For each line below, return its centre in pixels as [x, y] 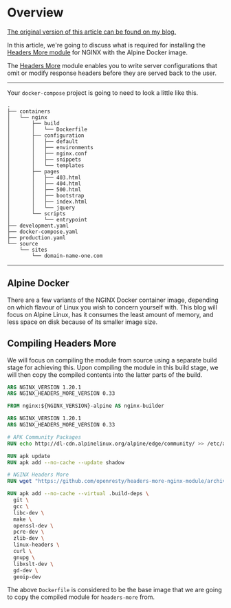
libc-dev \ [29, 513]
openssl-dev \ [33, 525]
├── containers [29, 111]
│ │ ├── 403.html [44, 177]
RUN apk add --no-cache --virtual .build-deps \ [78, 494]
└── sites [34, 250]
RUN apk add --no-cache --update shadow [66, 462]
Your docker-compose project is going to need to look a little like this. [103, 93]
